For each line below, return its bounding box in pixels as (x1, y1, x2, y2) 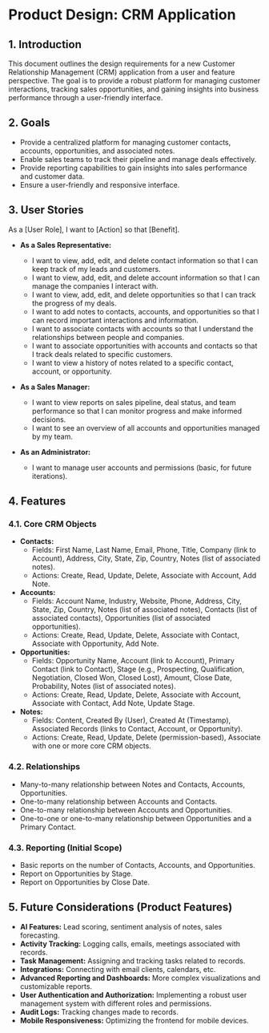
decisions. (31, 415, 66, 424)
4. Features (8, 495, 66, 508)
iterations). (31, 471, 68, 480)
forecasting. (19, 930, 60, 940)
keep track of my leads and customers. (31, 264, 162, 273)
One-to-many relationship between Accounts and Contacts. (19, 796, 218, 806)
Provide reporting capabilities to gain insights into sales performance (19, 163, 247, 172)
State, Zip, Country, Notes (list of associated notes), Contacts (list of (31, 605, 258, 614)
